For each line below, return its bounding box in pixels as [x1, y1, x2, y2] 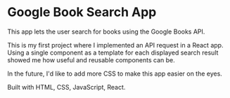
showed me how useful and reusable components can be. [7, 55, 175, 64]
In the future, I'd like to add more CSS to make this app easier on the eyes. [7, 69, 223, 78]
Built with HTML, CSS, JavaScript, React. [7, 83, 126, 91]
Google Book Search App [7, 4, 157, 20]
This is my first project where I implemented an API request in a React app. [7, 41, 224, 49]
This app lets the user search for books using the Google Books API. [7, 27, 205, 36]
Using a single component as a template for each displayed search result [7, 48, 219, 57]
